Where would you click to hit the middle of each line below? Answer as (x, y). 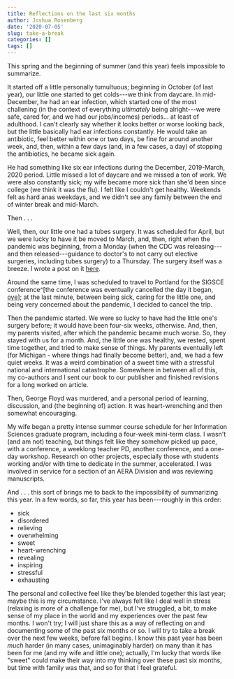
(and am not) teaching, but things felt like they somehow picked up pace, (112, 441)
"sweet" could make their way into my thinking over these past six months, (115, 660)
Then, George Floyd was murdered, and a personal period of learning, (108, 398)
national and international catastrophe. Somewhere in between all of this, (112, 370)
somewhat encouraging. (42, 413)
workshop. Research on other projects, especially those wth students (119, 456)
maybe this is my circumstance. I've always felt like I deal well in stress (109, 601)
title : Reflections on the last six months (72, 14)
